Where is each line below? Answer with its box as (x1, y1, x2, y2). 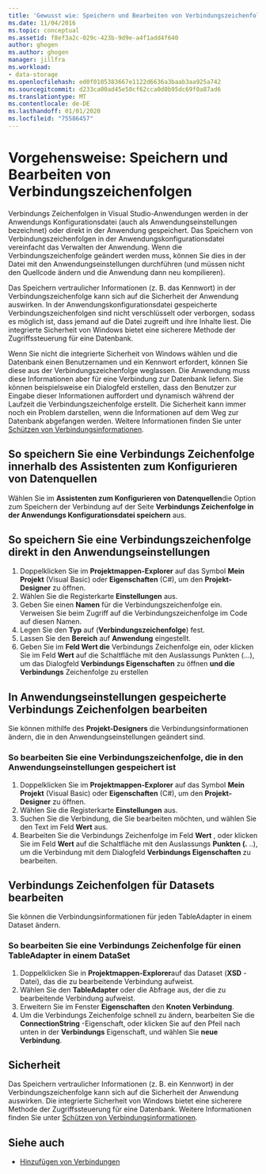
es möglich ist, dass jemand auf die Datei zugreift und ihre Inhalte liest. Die (8, 316, 252, 326)
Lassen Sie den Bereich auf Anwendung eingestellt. (19, 634, 192, 643)
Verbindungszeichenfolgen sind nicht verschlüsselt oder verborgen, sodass (8, 308, 256, 318)
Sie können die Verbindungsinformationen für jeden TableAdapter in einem (8, 912, 252, 921)
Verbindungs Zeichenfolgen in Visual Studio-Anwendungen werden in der (8, 208, 249, 218)
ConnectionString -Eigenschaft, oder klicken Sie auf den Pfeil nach (19, 1019, 241, 1028)
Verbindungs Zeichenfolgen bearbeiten (8, 703, 208, 716)
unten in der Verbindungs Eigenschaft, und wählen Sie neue (19, 1027, 218, 1036)
